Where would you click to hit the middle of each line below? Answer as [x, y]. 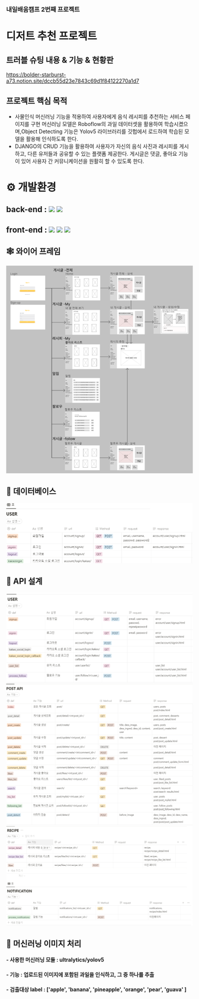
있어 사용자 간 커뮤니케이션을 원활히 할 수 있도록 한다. [83, 161]
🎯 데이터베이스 [31, 491]
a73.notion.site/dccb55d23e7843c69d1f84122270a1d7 [73, 81]
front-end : [27, 230]
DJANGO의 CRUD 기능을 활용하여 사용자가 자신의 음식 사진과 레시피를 [96, 146]
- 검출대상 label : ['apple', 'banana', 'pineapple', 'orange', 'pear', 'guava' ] [96, 989]
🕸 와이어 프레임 [33, 252]
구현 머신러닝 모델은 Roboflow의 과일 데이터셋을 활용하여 [97, 124]
